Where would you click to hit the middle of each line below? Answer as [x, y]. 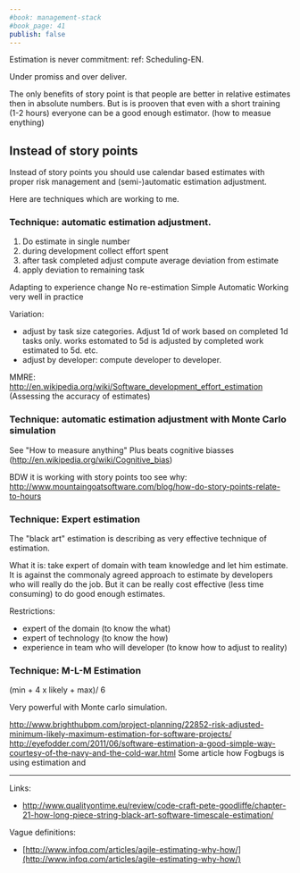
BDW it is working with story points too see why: [98, 477]
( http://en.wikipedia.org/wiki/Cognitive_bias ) [91, 459]
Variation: [27, 315]
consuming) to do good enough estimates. [87, 594]
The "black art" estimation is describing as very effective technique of [138, 539]
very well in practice [46, 297]
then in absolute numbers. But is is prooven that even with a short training [145, 104]
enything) [27, 122]
